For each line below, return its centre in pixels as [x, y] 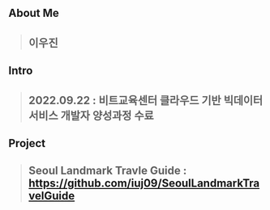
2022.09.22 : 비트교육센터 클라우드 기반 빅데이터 [146, 100]
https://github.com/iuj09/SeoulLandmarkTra [144, 184]
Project [27, 143]
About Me [34, 13]
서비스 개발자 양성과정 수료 [91, 115]
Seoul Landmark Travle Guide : [107, 171]
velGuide [51, 196]
